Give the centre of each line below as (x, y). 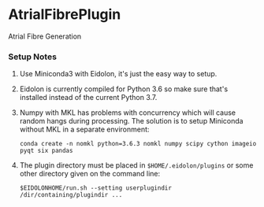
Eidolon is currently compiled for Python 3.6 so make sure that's (124, 89)
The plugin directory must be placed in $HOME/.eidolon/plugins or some (136, 165)
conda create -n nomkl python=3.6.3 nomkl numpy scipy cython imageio (138, 144)
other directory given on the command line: (90, 174)
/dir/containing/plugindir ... (71, 195)
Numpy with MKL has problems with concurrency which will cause (128, 113)
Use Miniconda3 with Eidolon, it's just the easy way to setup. (118, 74)
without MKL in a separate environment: (84, 129)
